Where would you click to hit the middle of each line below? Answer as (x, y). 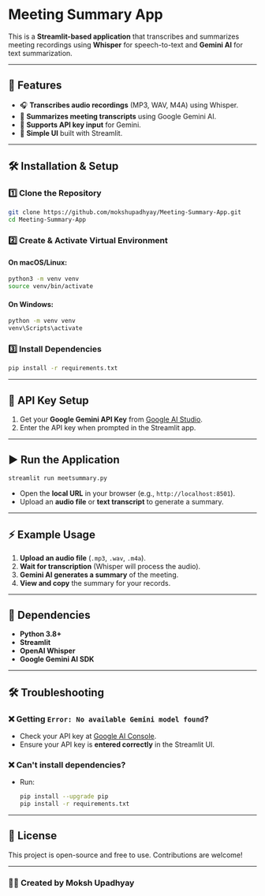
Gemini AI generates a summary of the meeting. (99, 575)
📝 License (33, 836)
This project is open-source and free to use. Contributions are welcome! (125, 855)
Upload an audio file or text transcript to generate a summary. (121, 501)
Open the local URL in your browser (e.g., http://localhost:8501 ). (127, 493)
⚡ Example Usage (52, 535)
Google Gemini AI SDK (57, 659)
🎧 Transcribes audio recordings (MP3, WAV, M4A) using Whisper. (129, 105)
